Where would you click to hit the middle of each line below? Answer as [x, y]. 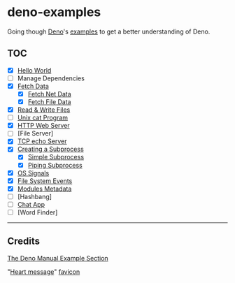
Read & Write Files [44, 110]
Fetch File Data [49, 102]
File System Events [45, 181]
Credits [24, 241]
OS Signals [33, 173]
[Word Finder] [37, 212]
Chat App [31, 204]
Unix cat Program [43, 118]
